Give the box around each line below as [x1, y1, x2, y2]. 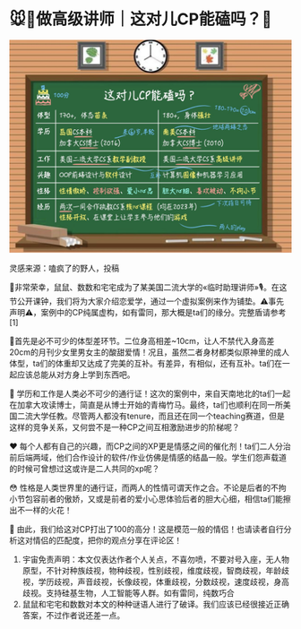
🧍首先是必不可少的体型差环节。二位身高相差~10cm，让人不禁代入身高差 [9, 336, 275, 347]
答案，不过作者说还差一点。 [21, 610, 125, 621]
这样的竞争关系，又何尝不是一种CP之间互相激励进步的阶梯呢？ [9, 422, 240, 433]
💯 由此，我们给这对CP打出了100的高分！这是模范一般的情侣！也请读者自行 [9, 524, 284, 535]
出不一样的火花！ [9, 504, 73, 516]
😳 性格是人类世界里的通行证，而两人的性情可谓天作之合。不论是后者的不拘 [9, 482, 287, 494]
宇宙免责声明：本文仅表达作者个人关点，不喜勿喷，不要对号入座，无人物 [21, 554, 289, 565]
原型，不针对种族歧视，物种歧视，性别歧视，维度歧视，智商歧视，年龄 [21, 565, 282, 576]
